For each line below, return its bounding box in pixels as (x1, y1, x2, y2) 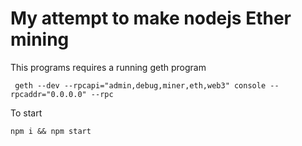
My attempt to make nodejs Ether (10, 7, 292, 30)
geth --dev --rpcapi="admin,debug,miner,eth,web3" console (14, 80, 267, 91)
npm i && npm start (10, 126, 92, 136)
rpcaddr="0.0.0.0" (10, 89, 87, 99)
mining (10, 28, 70, 51)
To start (10, 107, 43, 119)
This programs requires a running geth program (10, 61, 207, 73)
